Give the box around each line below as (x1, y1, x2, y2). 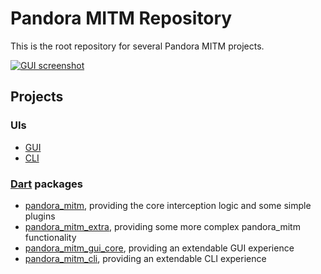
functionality (24, 231, 77, 243)
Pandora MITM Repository (10, 7, 233, 30)
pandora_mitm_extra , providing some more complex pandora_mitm (24, 220, 301, 232)
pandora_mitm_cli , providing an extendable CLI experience (24, 252, 267, 264)
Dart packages (10, 177, 83, 191)
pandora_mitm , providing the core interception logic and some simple (24, 199, 312, 211)
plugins (24, 210, 56, 222)
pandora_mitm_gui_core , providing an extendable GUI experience (24, 242, 295, 254)
